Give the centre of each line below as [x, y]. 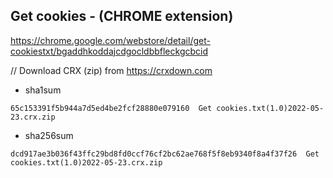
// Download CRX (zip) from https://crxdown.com [111, 70]
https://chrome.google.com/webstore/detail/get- [110, 40]
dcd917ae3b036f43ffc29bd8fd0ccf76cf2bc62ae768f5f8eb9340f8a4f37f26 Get [165, 154]
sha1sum [43, 90]
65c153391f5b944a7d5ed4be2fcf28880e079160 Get [111, 108]
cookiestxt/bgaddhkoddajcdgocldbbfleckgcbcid [109, 51]
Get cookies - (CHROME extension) [122, 16]
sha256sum [49, 135]
